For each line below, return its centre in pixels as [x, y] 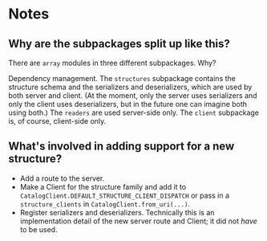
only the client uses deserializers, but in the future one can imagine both [127, 104]
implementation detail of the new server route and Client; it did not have [139, 221]
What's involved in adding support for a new [121, 147]
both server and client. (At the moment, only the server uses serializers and [133, 96]
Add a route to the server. [62, 178]
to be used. [38, 229]
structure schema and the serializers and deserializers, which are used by [130, 87]
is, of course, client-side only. [57, 121]
